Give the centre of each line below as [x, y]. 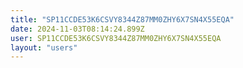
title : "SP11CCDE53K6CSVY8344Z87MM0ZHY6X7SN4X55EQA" [122, 19]
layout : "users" [44, 47]
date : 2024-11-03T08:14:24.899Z [77, 29]
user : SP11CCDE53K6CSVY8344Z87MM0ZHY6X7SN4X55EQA [116, 38]
